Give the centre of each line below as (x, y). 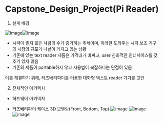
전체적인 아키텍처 (29, 88)
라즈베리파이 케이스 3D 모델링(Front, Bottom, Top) (61, 109)
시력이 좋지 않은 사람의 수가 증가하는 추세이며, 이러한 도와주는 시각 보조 (80, 43)
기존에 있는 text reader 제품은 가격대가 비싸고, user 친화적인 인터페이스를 (82, 55)
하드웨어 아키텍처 (29, 98)
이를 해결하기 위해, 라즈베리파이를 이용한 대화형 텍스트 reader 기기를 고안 (75, 78)
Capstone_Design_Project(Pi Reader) (82, 9)
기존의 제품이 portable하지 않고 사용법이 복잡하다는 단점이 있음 (72, 67)
